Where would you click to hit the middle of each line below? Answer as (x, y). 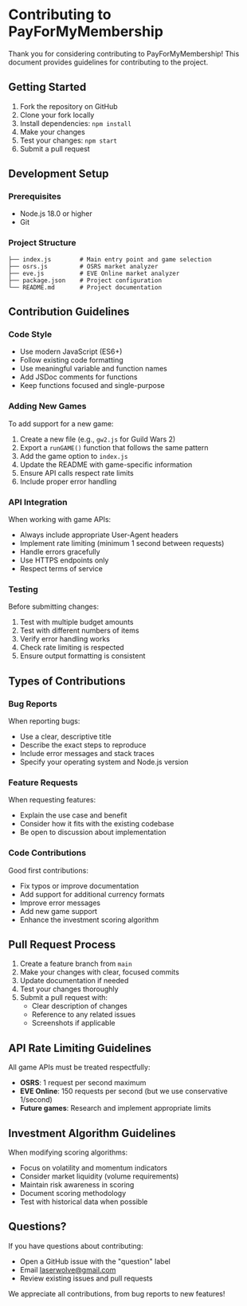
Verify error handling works (65, 639)
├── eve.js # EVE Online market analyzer (94, 273)
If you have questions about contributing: (76, 1245)
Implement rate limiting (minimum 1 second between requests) (122, 543)
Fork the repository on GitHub (69, 106)
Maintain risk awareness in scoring (77, 1185)
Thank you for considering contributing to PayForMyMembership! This (124, 53)
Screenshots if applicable (73, 1023)
